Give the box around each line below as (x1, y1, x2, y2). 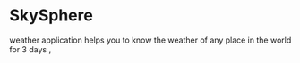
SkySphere (9, 5, 94, 26)
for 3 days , (9, 43, 52, 54)
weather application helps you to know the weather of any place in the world (9, 35, 292, 45)
